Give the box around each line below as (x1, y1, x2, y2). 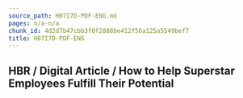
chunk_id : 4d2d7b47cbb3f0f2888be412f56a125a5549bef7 (8, 27, 190, 35)
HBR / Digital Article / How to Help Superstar (8, 63, 236, 77)
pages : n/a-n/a (8, 19, 60, 27)
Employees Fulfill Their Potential (8, 76, 174, 90)
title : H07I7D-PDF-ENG (8, 34, 85, 43)
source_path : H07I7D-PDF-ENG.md (8, 11, 117, 20)
